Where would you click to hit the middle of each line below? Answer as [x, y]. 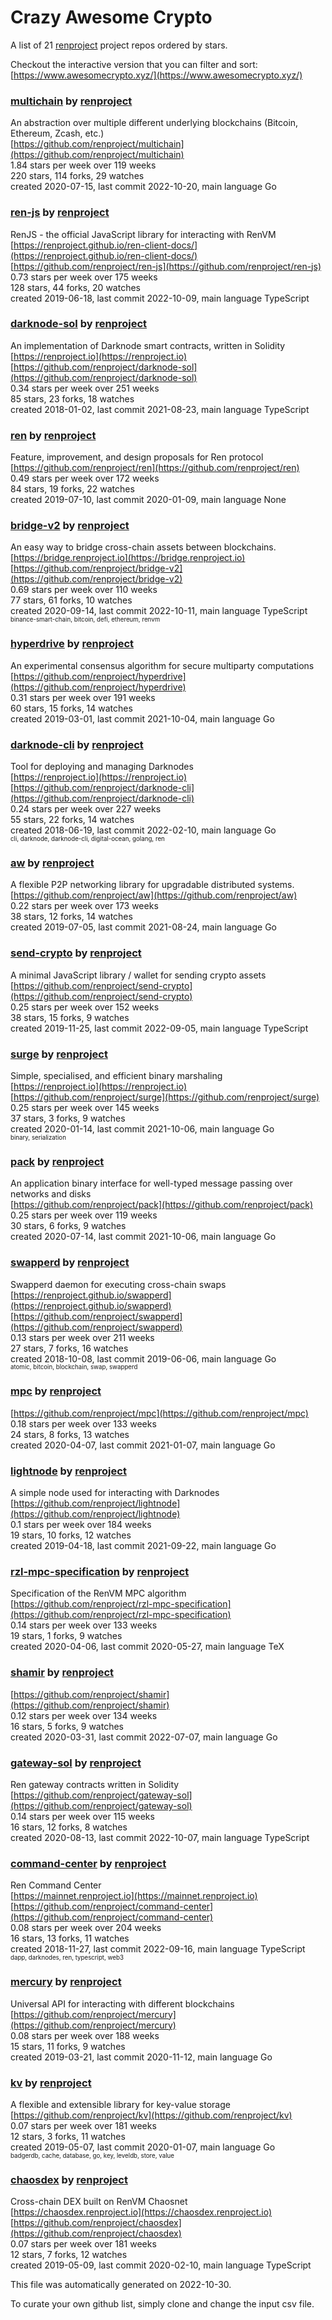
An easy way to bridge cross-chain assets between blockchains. [143, 547]
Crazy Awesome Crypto [111, 17]
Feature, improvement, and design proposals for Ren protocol [137, 457]
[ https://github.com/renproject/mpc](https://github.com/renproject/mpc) [159, 1413]
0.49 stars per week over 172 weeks [85, 478]
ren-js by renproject [60, 213]
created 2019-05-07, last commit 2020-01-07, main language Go [143, 2147]
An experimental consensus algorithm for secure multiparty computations [162, 665]
